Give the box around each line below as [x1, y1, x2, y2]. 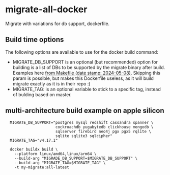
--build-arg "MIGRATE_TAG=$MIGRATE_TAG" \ [14, 160, 106, 165]
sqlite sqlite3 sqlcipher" [55, 133, 113, 139]
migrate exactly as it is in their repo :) [12, 80, 91, 86]
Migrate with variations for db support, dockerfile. [5, 20, 110, 27]
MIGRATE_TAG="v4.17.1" [10, 138, 58, 143]
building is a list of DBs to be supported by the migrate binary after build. [12, 64, 165, 70]
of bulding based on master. [12, 91, 72, 98]
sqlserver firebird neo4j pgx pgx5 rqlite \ [55, 129, 152, 134]
